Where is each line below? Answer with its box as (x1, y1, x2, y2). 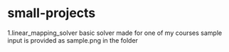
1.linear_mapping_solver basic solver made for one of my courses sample (7, 28, 223, 37)
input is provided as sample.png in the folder (7, 36, 139, 44)
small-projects (7, 5, 96, 21)
